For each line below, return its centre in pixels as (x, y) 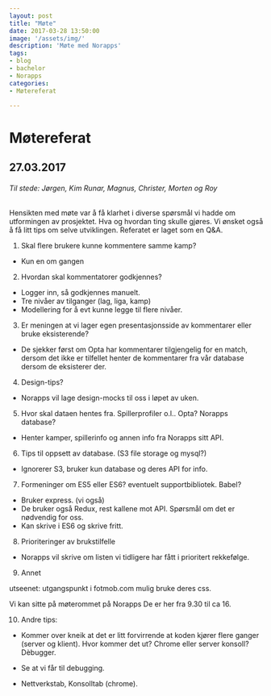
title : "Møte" (33, 23)
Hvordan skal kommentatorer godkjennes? (91, 277)
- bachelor (27, 69)
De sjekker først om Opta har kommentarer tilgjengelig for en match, (134, 350)
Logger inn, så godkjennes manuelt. (80, 293)
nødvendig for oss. (52, 518)
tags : (18, 53)
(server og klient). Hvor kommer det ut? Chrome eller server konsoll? (135, 644)
